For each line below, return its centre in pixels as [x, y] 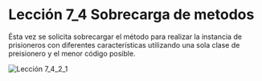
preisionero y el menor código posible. [72, 53]
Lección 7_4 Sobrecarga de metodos [131, 15]
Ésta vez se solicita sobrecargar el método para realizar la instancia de [125, 37]
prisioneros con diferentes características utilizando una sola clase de [124, 44]
